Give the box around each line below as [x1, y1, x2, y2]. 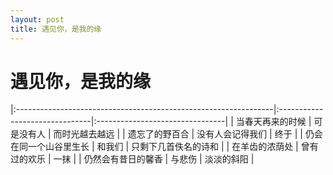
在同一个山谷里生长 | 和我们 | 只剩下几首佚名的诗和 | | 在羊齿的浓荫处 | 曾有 [10, 141, 319, 153]
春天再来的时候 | [244, 116, 312, 128]
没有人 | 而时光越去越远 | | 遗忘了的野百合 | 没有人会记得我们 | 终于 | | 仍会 [18, 128, 323, 140]
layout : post [10, 14, 65, 25]
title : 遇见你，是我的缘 [10, 24, 102, 34]
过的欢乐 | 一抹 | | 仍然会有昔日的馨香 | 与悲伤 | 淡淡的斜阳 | [10, 153, 255, 165]
